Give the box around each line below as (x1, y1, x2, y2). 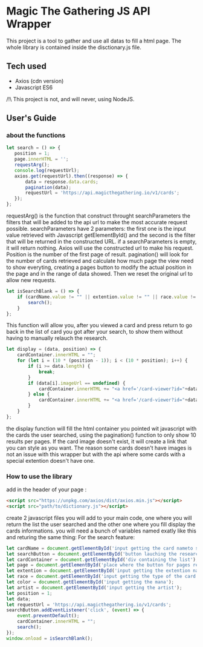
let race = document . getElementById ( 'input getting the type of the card (6, 574, 196, 580)
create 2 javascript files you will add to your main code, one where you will (6, 514, 192, 522)
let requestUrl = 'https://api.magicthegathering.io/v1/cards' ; (6, 602, 172, 608)
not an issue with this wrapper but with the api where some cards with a (6, 450, 185, 458)
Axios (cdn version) (14, 77, 64, 84)
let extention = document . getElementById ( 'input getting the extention (6, 568, 190, 574)
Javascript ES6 (14, 84, 53, 91)
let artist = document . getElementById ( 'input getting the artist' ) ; (6, 585, 182, 591)
